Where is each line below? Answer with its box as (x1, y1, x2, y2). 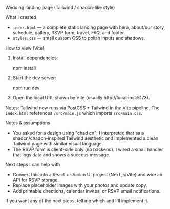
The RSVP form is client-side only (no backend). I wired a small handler (12, 146, 163, 152)
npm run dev (12, 85, 40, 91)
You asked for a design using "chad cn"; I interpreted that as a (12, 130, 144, 136)
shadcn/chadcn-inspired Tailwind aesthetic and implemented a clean (12, 135, 159, 141)
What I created (5, 14, 37, 20)
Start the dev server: (12, 75, 56, 81)
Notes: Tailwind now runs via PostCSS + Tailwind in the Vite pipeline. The (5, 104, 160, 111)
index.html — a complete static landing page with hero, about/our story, (12, 24, 165, 30)
